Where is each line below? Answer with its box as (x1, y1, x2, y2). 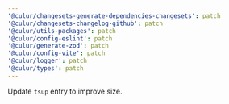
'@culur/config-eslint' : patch (7, 34, 113, 43)
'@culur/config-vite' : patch (7, 49, 106, 57)
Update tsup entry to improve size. (7, 86, 123, 96)
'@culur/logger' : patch (7, 57, 88, 65)
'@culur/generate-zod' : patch (7, 42, 110, 50)
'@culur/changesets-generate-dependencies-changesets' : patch (7, 11, 221, 20)
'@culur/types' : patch (7, 64, 84, 73)
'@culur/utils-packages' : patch (7, 27, 116, 35)
